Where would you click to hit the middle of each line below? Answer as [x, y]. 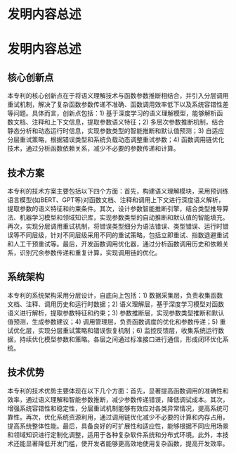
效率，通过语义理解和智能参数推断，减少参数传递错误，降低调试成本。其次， [118, 399]
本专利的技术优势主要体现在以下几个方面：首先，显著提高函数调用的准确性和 [118, 391]
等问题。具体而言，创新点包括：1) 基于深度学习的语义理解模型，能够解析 [112, 113]
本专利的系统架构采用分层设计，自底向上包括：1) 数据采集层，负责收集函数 [115, 295]
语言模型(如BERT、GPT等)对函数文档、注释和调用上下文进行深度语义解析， [116, 200]
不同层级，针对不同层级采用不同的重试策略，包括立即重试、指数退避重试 [124, 235]
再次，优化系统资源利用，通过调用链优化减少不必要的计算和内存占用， [127, 417]
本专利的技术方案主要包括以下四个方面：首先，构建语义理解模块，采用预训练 [118, 191]
